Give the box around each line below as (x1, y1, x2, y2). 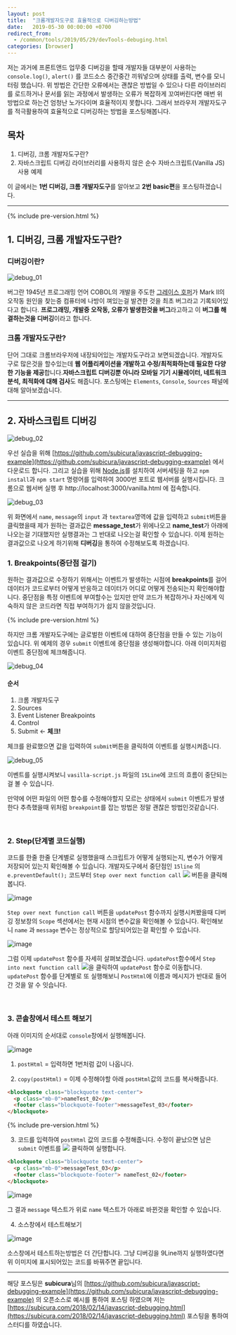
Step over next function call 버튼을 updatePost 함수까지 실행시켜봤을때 (7, 908, 214, 916)
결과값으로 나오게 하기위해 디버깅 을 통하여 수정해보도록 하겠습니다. (7, 539, 190, 547)
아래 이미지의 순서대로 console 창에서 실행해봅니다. (7, 1031, 146, 1040)
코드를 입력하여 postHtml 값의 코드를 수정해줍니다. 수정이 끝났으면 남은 (17, 1135, 212, 1144)
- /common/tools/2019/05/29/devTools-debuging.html (13, 37, 169, 44)
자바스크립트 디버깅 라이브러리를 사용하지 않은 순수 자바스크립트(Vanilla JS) (17, 158, 225, 167)
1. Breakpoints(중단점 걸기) (7, 558, 97, 568)
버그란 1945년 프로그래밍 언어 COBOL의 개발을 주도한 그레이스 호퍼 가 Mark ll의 (7, 288, 225, 296)
